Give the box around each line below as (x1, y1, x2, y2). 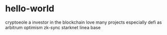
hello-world (5, 3, 55, 14)
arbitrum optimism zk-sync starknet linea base (5, 24, 101, 30)
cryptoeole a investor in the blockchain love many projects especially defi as (5, 19, 162, 25)
